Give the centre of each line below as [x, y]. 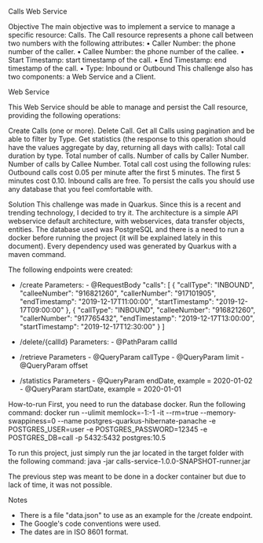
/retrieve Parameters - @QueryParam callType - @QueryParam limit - [132, 357]
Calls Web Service [38, 11]
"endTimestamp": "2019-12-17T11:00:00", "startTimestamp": [117, 301]
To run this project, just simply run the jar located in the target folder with [126, 453]
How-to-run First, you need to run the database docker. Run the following [127, 404]
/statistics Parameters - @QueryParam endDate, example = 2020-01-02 [136, 381]
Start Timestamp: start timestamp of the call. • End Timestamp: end [117, 60]
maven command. [37, 254]
